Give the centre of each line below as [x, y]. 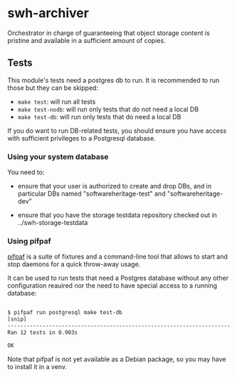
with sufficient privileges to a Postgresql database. [81, 138]
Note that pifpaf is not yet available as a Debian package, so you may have [117, 359]
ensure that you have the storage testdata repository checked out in [117, 215]
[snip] [17, 319]
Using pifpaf [29, 241]
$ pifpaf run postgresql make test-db [65, 313]
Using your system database [58, 156]
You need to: [26, 172]
